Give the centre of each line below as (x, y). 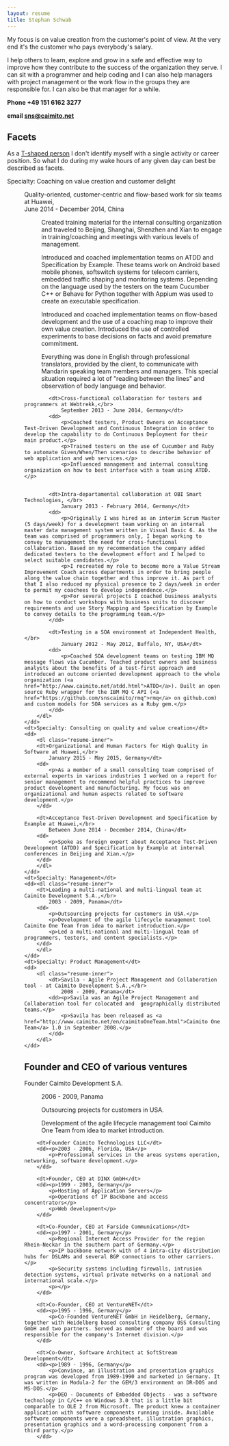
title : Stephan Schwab (39, 20)
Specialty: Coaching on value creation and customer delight (91, 182)
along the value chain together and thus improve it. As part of (119, 578)
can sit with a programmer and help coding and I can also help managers (110, 74)
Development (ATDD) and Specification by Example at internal (114, 848)
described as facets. (36, 168)
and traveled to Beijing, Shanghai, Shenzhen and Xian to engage (132, 229)
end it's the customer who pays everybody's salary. (80, 47)
